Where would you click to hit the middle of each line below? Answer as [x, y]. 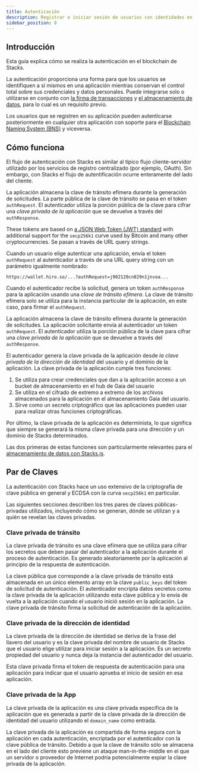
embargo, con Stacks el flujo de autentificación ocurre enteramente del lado [99, 174]
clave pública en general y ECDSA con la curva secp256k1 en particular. [93, 493]
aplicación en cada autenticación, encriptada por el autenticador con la [93, 738]
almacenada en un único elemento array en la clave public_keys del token [97, 582]
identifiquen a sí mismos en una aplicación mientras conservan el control [95, 86]
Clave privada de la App [41, 695]
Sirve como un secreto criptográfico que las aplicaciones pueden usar [101, 405]
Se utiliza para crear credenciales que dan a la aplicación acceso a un [100, 380]
